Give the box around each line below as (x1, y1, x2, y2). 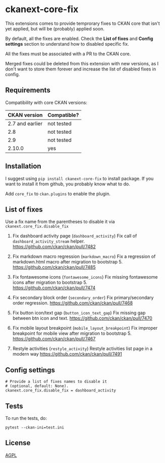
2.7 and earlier (8, 120, 43, 127)
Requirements (5, 86, 50, 95)
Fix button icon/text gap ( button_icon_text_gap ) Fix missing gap (12, 310, 146, 316)
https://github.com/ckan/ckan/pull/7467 (12, 336, 96, 342)
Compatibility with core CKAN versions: (5, 99, 87, 105)
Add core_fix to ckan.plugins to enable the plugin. (5, 190, 111, 197)
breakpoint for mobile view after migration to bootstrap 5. (12, 330, 132, 336)
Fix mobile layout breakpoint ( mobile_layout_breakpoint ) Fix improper (12, 325, 158, 331)
